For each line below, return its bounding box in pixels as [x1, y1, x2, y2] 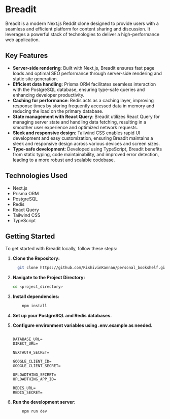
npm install [22, 304, 47, 309]
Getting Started [5, 232, 55, 241]
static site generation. [12, 75, 58, 82]
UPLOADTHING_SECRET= [12, 372, 56, 377]
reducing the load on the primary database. [12, 108, 104, 114]
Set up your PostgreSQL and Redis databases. [12, 313, 112, 318]
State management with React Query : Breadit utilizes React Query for [12, 113, 160, 119]
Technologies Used [5, 171, 67, 180]
